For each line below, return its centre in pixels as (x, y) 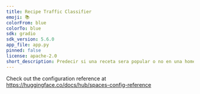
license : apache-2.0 (32, 56)
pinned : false (24, 51)
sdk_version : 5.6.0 (30, 39)
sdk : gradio (21, 34)
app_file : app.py (28, 45)
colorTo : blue (24, 28)
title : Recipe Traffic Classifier (49, 12)
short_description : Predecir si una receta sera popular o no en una (94, 61)
